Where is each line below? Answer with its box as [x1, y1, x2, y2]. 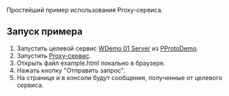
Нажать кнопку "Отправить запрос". [16, 66, 126, 75]
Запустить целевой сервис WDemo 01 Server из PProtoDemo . [16, 44, 199, 52]
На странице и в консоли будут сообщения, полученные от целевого [16, 73, 223, 81]
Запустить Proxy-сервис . [16, 51, 91, 59]
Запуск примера [6, 26, 83, 37]
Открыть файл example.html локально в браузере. [16, 59, 166, 67]
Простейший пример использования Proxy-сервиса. [6, 6, 164, 14]
